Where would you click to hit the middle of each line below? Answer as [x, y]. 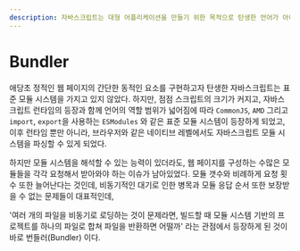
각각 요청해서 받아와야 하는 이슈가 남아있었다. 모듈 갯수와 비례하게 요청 [155, 173]
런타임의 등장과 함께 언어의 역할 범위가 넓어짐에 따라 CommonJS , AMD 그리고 [160, 110]
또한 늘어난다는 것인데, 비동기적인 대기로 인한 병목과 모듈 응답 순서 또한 [142, 185]
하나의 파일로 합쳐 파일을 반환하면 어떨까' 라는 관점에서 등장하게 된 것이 [164, 226]
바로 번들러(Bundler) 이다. [55, 237]
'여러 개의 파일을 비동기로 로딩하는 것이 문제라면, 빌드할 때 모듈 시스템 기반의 [142, 214]
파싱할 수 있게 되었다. [70, 143]
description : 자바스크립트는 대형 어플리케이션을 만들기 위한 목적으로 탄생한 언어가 [144, 17]
